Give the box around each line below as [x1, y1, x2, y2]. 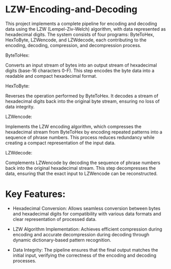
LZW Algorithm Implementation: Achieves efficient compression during [12, 226, 162, 232]
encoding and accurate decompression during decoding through [12, 231, 149, 237]
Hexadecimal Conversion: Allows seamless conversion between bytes [12, 205, 161, 211]
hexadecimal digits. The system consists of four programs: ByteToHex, [5, 31, 155, 37]
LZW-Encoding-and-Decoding [5, 4, 138, 15]
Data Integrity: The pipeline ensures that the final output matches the [12, 246, 159, 253]
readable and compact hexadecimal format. [5, 73, 97, 79]
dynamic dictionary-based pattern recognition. [12, 237, 112, 243]
